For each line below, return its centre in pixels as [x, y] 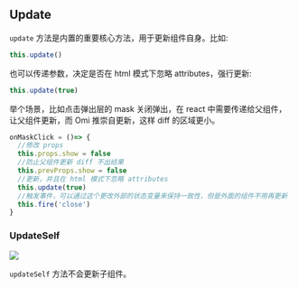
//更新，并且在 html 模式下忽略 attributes [93, 179]
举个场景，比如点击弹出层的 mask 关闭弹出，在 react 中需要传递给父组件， [148, 108]
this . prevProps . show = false [72, 171]
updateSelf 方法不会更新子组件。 [70, 274]
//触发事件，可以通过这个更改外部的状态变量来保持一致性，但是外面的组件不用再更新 [153, 196]
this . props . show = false [64, 154]
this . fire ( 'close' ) [54, 204]
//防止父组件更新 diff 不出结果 [71, 163]
